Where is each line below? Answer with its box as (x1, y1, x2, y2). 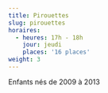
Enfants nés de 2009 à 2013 (8, 76, 101, 87)
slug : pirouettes (8, 19, 66, 27)
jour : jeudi (22, 41, 62, 49)
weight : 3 (8, 56, 41, 64)
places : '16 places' (22, 48, 91, 56)
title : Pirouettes (8, 11, 69, 20)
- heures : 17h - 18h (15, 33, 83, 42)
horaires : (8, 26, 41, 34)
